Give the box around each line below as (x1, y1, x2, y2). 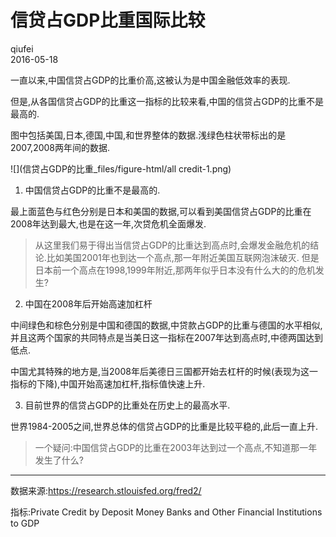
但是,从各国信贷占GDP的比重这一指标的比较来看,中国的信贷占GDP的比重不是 (10, 95, 325, 107)
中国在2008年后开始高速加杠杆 (24, 297, 153, 310)
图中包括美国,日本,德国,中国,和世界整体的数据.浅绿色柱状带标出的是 (10, 129, 287, 141)
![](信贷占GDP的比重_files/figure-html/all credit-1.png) (10, 162, 232, 175)
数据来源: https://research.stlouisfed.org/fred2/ (10, 484, 202, 496)
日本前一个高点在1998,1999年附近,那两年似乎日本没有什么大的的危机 (34, 264, 316, 276)
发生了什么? (34, 454, 84, 466)
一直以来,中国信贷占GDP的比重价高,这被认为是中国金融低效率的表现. (10, 74, 291, 86)
